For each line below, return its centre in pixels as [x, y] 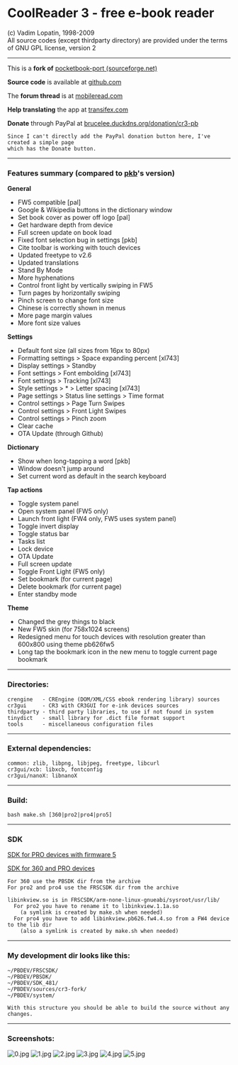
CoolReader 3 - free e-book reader [111, 13]
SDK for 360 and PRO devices [51, 868]
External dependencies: [49, 748]
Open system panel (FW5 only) [63, 511]
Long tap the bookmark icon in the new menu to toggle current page [117, 652]
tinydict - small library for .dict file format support [96, 718]
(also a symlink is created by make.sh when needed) [100, 932]
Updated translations [48, 263]
